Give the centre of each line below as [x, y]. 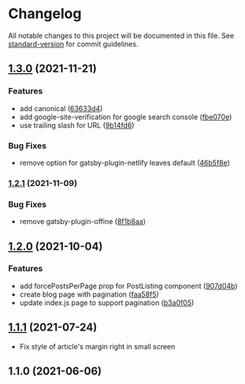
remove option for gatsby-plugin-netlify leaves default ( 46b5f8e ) [125, 162]
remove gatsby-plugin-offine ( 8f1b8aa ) [83, 222]
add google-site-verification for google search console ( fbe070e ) [126, 117]
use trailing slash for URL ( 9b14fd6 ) [77, 125]
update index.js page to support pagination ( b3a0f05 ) [107, 302]
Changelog [45, 14]
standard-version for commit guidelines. [73, 43]
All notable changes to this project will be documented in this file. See [121, 35]
